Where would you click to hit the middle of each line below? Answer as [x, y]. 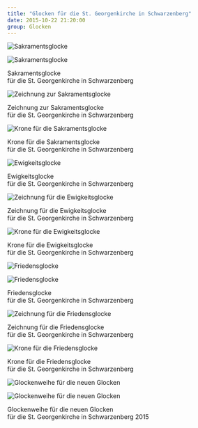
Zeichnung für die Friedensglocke [56, 327]
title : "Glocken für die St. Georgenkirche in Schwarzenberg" [99, 14]
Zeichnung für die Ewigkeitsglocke [57, 211]
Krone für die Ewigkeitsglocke [50, 245]
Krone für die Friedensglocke [49, 362]
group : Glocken [29, 26]
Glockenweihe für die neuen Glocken [60, 410]
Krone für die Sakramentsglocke [54, 142]
